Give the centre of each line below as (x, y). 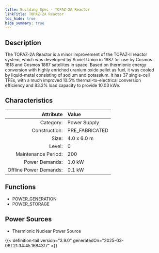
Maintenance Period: (39, 154)
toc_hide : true (20, 18)
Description (23, 42)
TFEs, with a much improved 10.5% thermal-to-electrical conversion (73, 80)
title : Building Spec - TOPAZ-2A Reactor (48, 9)
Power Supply (83, 122)
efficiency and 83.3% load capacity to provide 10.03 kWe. (63, 85)
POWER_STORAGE (31, 204)
